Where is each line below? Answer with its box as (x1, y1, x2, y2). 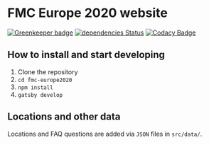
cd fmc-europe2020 (17, 76, 73, 83)
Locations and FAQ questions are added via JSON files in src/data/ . (7, 129, 203, 138)
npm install (17, 83, 53, 91)
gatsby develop (17, 91, 63, 98)
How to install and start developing (7, 49, 166, 61)
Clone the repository (17, 67, 78, 76)
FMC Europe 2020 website (7, 5, 168, 21)
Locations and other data (7, 111, 121, 123)
